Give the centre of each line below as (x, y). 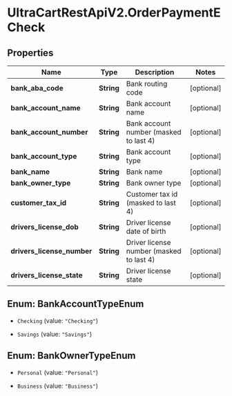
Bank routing (147, 84)
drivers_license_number (51, 251)
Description (155, 72)
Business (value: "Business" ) (58, 386)
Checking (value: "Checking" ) (58, 320)
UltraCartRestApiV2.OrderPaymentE (114, 13)
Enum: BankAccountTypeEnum (76, 304)
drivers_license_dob (45, 227)
